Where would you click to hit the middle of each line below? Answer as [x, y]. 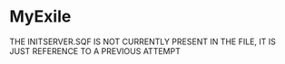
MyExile [40, 17]
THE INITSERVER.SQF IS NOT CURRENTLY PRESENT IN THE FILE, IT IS [143, 41]
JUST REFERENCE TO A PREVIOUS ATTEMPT [95, 50]
